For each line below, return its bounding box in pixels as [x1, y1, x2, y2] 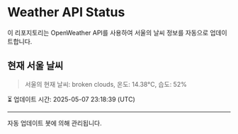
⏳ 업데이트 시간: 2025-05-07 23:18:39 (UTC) [7, 95, 136, 103]
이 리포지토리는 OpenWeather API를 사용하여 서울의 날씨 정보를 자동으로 [7, 28, 209, 37]
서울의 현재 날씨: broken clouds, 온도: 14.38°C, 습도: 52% [24, 80, 188, 88]
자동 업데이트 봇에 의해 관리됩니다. [7, 118, 102, 127]
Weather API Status [7, 4, 125, 20]
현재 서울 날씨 [7, 60, 64, 72]
